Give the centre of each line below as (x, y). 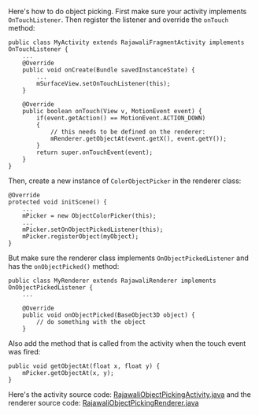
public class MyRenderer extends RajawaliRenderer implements (112, 281)
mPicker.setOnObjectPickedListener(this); (93, 230)
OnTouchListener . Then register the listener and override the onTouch (118, 20)
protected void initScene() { (58, 202)
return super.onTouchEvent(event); (95, 152)
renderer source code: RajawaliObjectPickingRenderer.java (104, 403)
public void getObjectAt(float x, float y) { (84, 366)
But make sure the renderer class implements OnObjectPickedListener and (129, 258)
